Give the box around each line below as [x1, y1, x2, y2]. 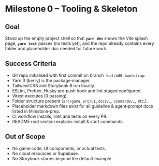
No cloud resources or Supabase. [12, 151, 79, 156]
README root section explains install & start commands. [12, 118, 124, 124]
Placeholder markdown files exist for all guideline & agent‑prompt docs [12, 103, 154, 109]
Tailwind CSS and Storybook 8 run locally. [12, 83, 95, 88]
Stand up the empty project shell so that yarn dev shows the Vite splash [5, 35, 148, 41]
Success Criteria [5, 59, 57, 68]
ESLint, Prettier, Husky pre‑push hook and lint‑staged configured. [12, 88, 142, 94]
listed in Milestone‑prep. [12, 108, 60, 114]
